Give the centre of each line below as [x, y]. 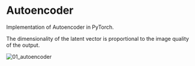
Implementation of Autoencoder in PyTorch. [60, 27]
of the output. [23, 45]
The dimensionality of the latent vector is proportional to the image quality [97, 38]
